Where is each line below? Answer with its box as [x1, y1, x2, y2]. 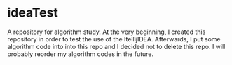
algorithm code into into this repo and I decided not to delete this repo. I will [7, 42, 226, 50]
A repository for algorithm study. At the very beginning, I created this [7, 28, 206, 36]
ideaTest [7, 5, 58, 21]
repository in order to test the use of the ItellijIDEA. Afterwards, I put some [7, 35, 221, 43]
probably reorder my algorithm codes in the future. [7, 50, 154, 58]
